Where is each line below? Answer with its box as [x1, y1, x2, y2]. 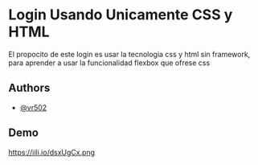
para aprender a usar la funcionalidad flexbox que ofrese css [8, 58, 211, 68]
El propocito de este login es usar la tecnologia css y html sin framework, [8, 49, 251, 59]
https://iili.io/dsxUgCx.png [8, 147, 95, 157]
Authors [8, 81, 51, 95]
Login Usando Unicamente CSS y [8, 6, 233, 24]
